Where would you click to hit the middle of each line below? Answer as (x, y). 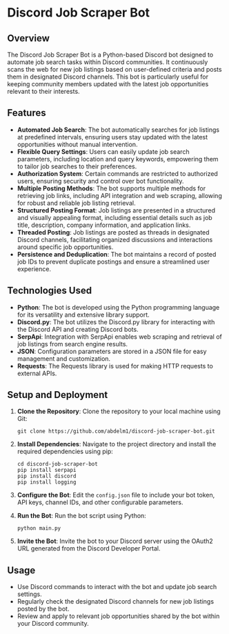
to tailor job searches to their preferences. (77, 166)
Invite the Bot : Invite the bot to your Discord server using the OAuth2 (115, 541)
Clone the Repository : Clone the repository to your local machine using (119, 411)
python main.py (39, 528)
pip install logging (47, 482)
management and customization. (64, 358)
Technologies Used (49, 291)
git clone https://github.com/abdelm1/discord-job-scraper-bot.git (116, 432)
